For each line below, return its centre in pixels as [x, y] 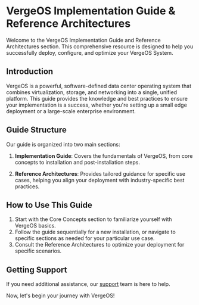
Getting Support [37, 270]
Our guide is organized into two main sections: [63, 144]
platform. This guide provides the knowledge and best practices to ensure [97, 98]
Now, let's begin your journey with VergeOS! [60, 295]
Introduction [30, 72]
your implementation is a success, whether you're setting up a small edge [97, 105]
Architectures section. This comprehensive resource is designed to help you [100, 46]
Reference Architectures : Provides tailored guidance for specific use [100, 173]
